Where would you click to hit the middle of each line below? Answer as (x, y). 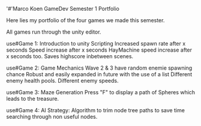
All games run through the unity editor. (54, 32)
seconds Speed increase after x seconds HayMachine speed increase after (99, 50)
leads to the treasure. (32, 99)
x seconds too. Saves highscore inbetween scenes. (70, 56)
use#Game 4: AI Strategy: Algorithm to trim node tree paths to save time (95, 110)
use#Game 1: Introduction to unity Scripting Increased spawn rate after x (96, 43)
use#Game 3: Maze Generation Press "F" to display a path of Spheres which (101, 92)
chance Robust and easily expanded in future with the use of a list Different (99, 74)
